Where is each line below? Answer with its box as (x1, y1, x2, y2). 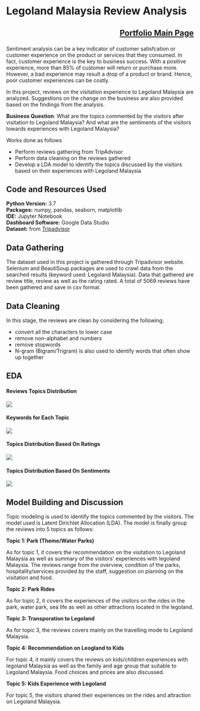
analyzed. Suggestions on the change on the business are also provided (6, 94, 183, 102)
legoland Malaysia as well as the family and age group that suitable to (6, 662, 177, 669)
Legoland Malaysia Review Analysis (6, 4, 187, 18)
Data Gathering (6, 242, 64, 252)
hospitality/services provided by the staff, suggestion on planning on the (6, 567, 184, 575)
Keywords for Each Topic (6, 414, 70, 421)
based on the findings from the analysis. (6, 101, 105, 108)
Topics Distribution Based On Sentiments (6, 467, 110, 474)
